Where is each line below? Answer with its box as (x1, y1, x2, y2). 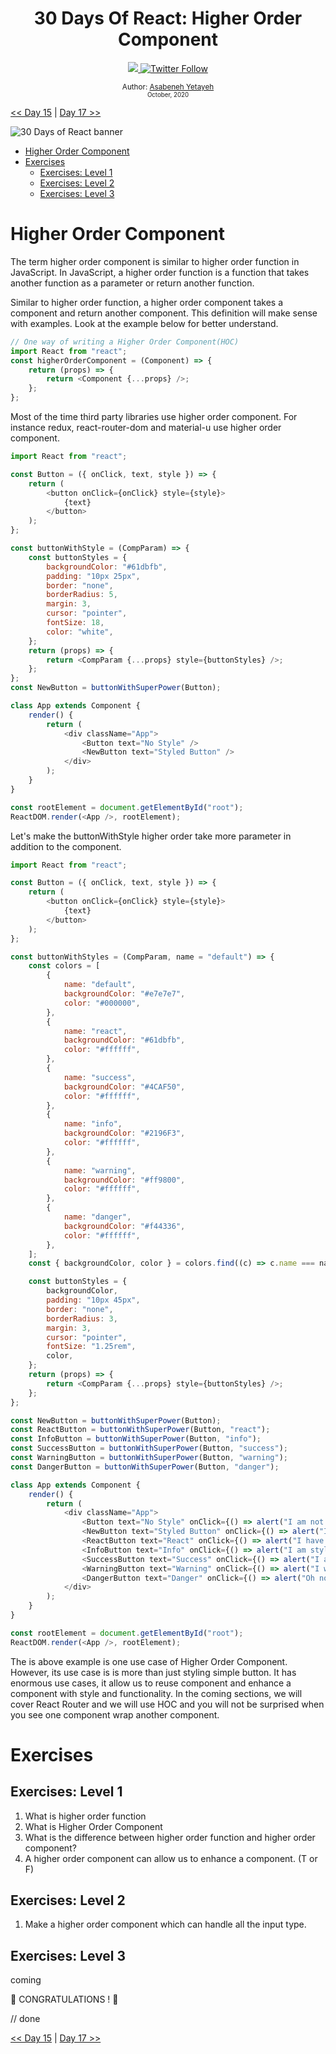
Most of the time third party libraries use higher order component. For (10, 411, 298, 422)
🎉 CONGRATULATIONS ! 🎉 (10, 1993, 119, 2006)
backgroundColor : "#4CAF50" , (63, 1082, 186, 1092)
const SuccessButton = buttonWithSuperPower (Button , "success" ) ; (10, 1443, 288, 1454)
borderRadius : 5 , (46, 590, 118, 600)
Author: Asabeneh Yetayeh (121, 82, 215, 92)
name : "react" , (63, 1026, 128, 1036)
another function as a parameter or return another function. (10, 277, 255, 289)
